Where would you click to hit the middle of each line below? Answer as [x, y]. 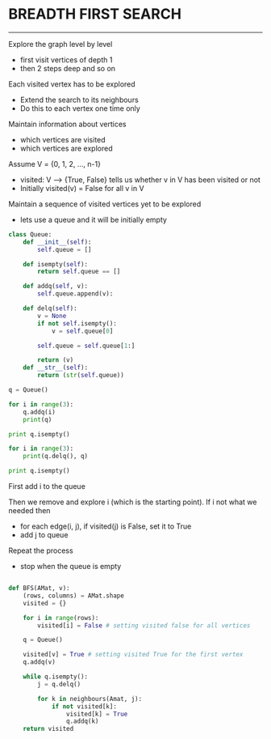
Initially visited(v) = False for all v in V [82, 188]
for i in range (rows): [61, 618]
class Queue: [30, 234]
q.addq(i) [40, 412]
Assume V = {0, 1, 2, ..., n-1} [54, 164]
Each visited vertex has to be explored [72, 84]
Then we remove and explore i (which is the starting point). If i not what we [133, 502]
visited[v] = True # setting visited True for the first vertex [133, 655]
